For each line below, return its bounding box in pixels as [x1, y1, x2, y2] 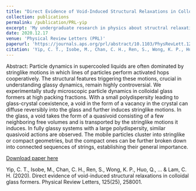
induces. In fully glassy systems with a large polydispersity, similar [6, 124, 166, 131]
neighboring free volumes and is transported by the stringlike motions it [6, 118, 178, 126]
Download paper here [6, 154, 58, 161]
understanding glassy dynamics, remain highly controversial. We [6, 81, 162, 88]
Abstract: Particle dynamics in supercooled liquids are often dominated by [6, 62, 184, 70]
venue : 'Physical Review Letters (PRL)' [6, 36, 106, 41]
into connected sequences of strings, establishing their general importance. [6, 143, 188, 150]
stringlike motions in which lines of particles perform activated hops [6, 68, 169, 76]
